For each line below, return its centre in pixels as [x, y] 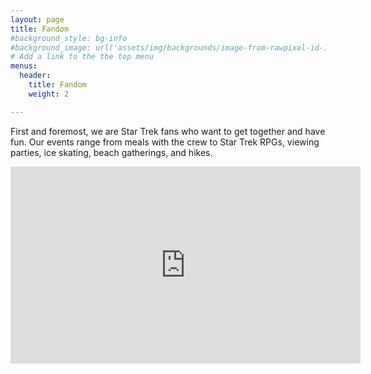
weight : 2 [49, 94]
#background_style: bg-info [69, 38]
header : [35, 76]
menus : [24, 66]
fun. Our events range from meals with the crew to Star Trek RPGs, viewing [165, 142]
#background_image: [51, 47]
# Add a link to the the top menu [82, 57]
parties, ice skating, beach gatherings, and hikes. [111, 152]
